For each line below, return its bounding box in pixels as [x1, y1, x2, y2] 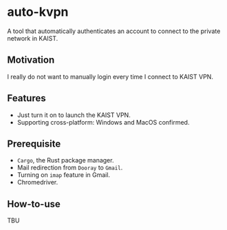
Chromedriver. [17, 178, 58, 187]
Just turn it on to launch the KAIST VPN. [17, 111, 131, 119]
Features [7, 92, 46, 104]
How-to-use [7, 198, 61, 210]
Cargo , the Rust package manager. [17, 156, 114, 165]
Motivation [7, 54, 55, 66]
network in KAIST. [7, 34, 58, 42]
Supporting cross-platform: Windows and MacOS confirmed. [17, 118, 190, 126]
